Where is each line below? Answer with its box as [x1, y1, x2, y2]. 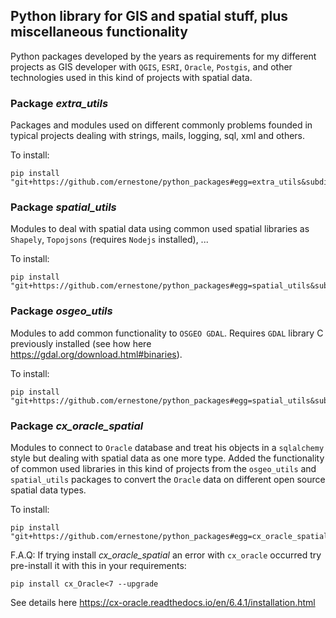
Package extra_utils [10, 96, 109, 110]
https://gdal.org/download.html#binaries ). [10, 348, 183, 360]
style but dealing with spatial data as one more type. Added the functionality [10, 452, 325, 464]
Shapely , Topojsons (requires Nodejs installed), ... [10, 234, 209, 246]
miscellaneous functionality [10, 24, 188, 41]
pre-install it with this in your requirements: [10, 560, 187, 571]
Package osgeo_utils [10, 304, 113, 318]
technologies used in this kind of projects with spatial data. [10, 71, 253, 83]
